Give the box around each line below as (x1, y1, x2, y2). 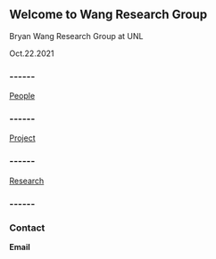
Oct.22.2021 (9, 48, 55, 59)
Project (9, 133, 36, 143)
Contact (9, 222, 46, 234)
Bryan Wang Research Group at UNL (9, 30, 144, 41)
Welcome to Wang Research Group (9, 7, 208, 22)
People (9, 91, 36, 101)
